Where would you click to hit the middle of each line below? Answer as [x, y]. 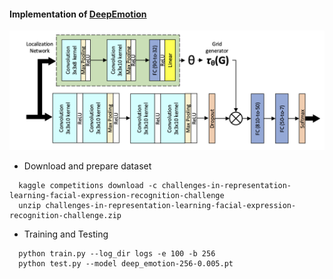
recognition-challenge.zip [65, 216]
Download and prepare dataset [87, 166]
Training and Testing [66, 234]
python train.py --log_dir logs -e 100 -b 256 [117, 254]
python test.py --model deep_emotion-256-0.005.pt [126, 264]
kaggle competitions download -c [88, 186]
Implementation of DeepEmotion [78, 14]
